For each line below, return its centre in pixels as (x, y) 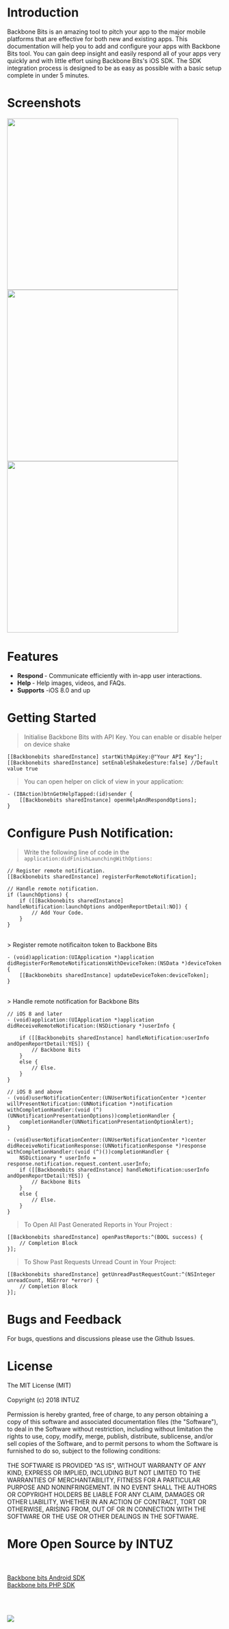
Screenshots (44, 103)
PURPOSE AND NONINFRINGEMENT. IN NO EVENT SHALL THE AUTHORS (112, 1487)
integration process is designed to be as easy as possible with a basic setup (114, 68)
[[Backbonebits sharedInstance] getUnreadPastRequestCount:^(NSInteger (111, 1274)
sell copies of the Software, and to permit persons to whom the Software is (113, 1443)
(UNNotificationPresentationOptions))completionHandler (88, 1115)
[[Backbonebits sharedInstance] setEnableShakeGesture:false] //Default (113, 762)
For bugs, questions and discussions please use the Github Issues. (101, 1338)
